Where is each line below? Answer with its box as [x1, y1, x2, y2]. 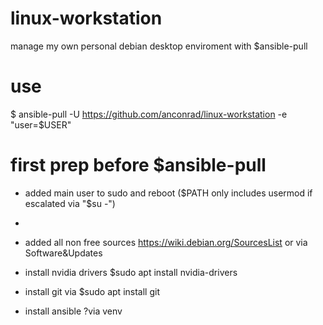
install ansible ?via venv [24, 305, 123, 317]
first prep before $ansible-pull [10, 154, 267, 177]
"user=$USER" [10, 118, 72, 131]
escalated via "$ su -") [24, 197, 116, 209]
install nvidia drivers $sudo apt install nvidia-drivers [24, 266, 238, 278]
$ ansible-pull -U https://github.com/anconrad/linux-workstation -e [10, 108, 288, 120]
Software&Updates [24, 247, 103, 259]
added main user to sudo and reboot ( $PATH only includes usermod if [24, 187, 313, 199]
